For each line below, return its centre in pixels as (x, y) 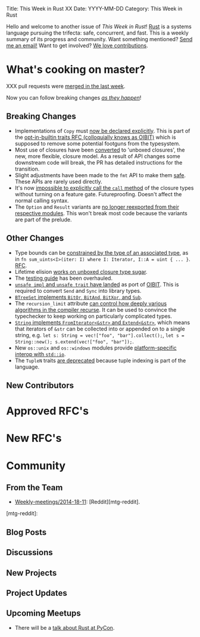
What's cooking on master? (76, 69)
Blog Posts (26, 532)
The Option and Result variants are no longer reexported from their (97, 207)
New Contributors (40, 385)
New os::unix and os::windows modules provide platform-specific (96, 348)
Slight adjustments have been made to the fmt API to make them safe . (100, 175)
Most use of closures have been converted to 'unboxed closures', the (100, 150)
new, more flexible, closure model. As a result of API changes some (97, 156)
